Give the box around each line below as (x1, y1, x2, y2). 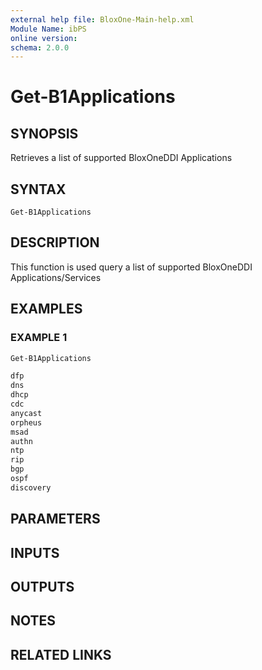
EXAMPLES (10, 301, 83, 318)
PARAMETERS (10, 511, 101, 528)
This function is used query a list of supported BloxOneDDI (10, 261, 253, 273)
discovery (10, 482, 52, 493)
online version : (10, 33, 78, 43)
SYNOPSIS (10, 125, 79, 142)
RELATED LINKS (10, 646, 112, 663)
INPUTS (10, 544, 60, 561)
